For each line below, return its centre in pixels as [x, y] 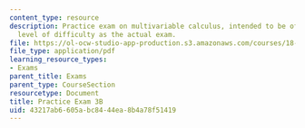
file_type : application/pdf [63, 51]
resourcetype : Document [54, 93]
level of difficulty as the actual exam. [97, 34]
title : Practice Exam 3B [56, 101]
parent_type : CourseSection [63, 85]
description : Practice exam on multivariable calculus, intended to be [148, 26]
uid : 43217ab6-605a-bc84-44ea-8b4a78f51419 [93, 110]
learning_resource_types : [58, 59]
